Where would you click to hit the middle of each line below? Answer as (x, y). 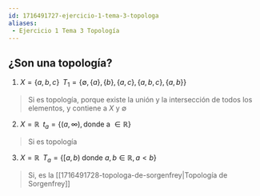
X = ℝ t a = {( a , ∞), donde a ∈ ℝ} (76, 125)
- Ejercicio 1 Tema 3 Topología (66, 30)
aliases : (23, 23)
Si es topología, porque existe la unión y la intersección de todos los (140, 99)
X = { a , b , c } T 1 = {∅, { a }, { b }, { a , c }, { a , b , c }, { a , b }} (103, 83)
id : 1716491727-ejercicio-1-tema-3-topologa (84, 16)
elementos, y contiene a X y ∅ (77, 108)
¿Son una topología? (60, 63)
